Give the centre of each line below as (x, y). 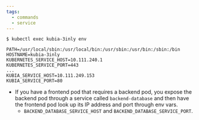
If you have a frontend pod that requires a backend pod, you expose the (103, 92)
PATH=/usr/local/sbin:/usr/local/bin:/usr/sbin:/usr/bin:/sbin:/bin (93, 50)
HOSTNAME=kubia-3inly (33, 55)
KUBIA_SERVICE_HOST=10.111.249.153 (50, 76)
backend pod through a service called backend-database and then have (102, 99)
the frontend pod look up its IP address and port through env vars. (96, 104)
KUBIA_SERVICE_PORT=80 (34, 81)
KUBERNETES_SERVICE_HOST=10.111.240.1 (54, 60)
